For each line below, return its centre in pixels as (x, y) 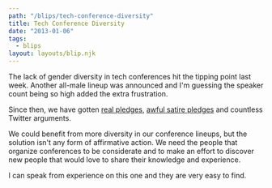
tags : (17, 38)
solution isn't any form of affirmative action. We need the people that (123, 142)
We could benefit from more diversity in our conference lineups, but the (128, 134)
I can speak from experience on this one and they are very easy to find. (127, 175)
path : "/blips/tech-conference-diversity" (81, 16)
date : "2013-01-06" (41, 31)
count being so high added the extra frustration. (88, 94)
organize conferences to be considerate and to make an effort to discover (132, 151)
